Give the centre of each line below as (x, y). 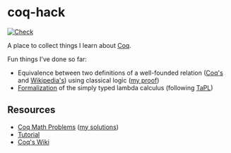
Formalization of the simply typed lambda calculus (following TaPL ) (115, 87)
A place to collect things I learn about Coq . (70, 45)
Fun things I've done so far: (47, 59)
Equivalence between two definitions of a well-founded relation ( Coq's (120, 73)
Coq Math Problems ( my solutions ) (68, 127)
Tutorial (29, 134)
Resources (31, 110)
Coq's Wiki (33, 142)
